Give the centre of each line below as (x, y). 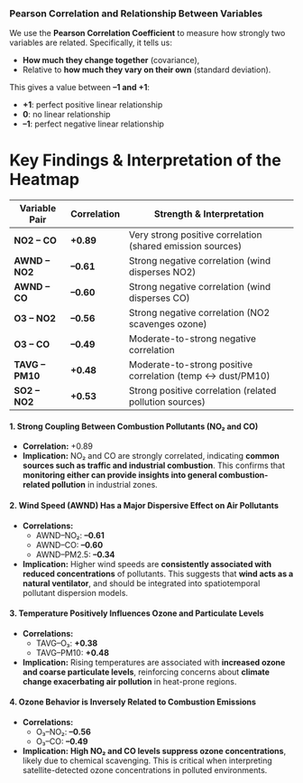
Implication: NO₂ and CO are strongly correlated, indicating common (151, 456)
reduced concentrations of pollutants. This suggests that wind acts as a (158, 573)
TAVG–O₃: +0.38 (67, 643)
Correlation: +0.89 (57, 446)
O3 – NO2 (35, 319)
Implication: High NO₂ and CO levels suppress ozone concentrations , (154, 751)
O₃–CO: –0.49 (62, 741)
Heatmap (44, 180)
